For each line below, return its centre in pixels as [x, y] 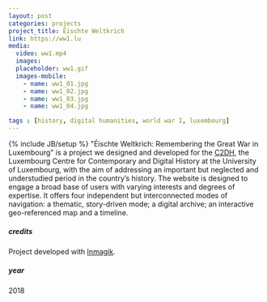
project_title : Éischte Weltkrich [67, 31]
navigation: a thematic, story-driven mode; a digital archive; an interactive [131, 204]
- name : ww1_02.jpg [56, 91]
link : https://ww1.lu [45, 38]
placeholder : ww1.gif [52, 69]
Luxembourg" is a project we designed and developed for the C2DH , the [129, 152]
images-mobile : [41, 76]
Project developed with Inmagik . [62, 251]
